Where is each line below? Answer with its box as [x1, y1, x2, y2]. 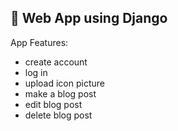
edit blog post [24, 98, 83, 110]
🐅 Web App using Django [10, 10, 168, 27]
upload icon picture [24, 77, 105, 89]
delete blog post [24, 109, 93, 121]
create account [24, 56, 88, 68]
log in [24, 66, 48, 78]
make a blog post [24, 87, 97, 100]
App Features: [10, 36, 69, 48]
